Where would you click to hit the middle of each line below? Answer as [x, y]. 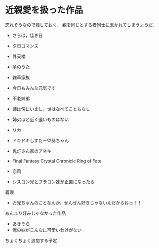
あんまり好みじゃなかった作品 [35, 213]
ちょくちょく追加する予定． [33, 240]
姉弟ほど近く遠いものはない [40, 119]
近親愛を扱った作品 [44, 10]
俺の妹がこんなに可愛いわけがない [47, 230]
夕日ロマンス [25, 46]
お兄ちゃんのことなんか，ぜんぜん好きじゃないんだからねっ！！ [77, 202]
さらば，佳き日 [27, 35]
